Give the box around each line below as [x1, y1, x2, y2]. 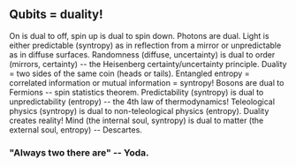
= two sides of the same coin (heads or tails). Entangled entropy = [9, 68, 250, 79]
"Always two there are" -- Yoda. [9, 146, 149, 158]
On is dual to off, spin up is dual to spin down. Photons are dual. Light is [9, 30, 269, 41]
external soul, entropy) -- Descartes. [9, 124, 143, 135]
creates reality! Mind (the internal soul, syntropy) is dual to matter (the [9, 115, 264, 125]
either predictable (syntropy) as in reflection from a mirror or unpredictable [9, 40, 282, 50]
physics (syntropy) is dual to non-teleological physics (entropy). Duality [9, 105, 269, 116]
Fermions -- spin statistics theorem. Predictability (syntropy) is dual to [9, 87, 264, 97]
